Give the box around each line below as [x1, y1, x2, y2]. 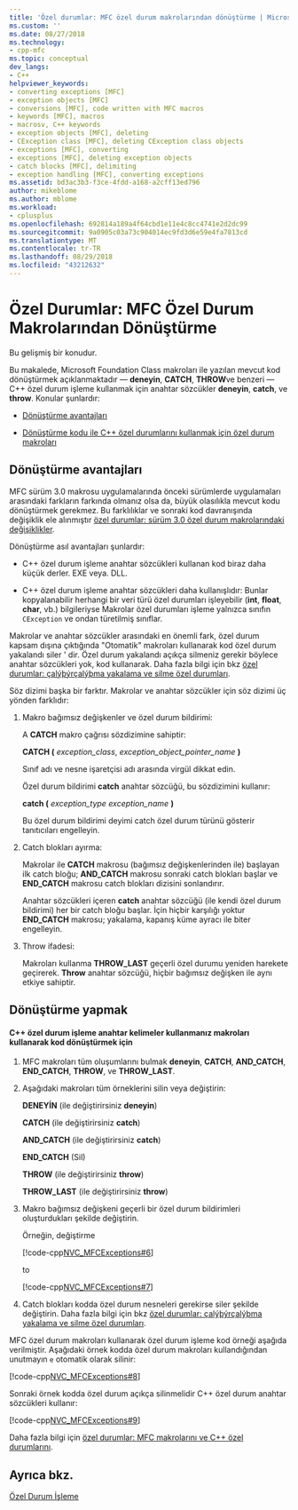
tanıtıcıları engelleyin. [21, 824, 100, 835]
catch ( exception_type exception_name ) [21, 798, 175, 808]
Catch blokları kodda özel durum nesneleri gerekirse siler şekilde [21, 1299, 259, 1310]
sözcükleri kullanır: [9, 1398, 78, 1409]
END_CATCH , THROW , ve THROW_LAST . [21, 1066, 176, 1077]
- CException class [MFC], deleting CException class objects [9, 137, 244, 146]
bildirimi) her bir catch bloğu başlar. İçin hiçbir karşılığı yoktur [21, 904, 246, 915]
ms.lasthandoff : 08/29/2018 [9, 252, 114, 262]
